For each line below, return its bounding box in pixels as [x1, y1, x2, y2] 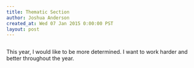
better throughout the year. [6, 55, 75, 62]
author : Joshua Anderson [6, 15, 70, 21]
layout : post [6, 26, 40, 32]
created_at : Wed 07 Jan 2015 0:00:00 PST [6, 20, 114, 26]
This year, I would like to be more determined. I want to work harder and [6, 48, 188, 56]
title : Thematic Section [6, 9, 70, 15]
